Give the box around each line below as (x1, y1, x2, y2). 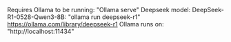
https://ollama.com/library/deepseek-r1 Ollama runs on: (7, 20, 164, 28)
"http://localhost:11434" (7, 27, 74, 35)
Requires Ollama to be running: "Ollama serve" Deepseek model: (7, 6, 191, 14)
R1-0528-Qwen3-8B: (7, 13, 67, 21)
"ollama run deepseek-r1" (68, 13, 141, 21)
